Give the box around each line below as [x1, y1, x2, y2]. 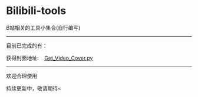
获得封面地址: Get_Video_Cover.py [6, 54, 93, 61]
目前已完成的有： [6, 42, 48, 49]
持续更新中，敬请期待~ [6, 85, 62, 92]
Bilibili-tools [6, 4, 67, 18]
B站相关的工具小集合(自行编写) [6, 24, 81, 31]
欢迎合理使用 [6, 72, 37, 79]
